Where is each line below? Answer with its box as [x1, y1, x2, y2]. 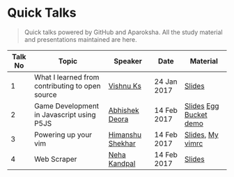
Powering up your [33, 130, 93, 139]
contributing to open [33, 81, 101, 91]
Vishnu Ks [108, 81, 141, 91]
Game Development [33, 101, 100, 111]
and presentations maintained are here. [24, 35, 137, 43]
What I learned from [33, 72, 100, 82]
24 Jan [154, 77, 178, 86]
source [33, 89, 57, 99]
